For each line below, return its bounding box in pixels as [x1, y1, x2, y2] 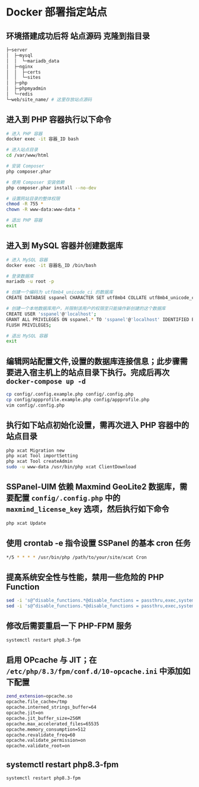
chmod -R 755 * [6, 201, 44, 207]
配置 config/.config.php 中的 [14, 493, 121, 503]
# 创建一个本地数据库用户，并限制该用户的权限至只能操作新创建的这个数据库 [6, 306, 166, 312]
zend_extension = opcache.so [6, 693, 73, 699]
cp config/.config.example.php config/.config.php [6, 391, 134, 398]
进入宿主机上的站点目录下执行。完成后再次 [14, 367, 170, 377]
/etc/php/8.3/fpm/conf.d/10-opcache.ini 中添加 [6, 666, 183, 677]
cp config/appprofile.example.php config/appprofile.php [6, 396, 150, 402]
